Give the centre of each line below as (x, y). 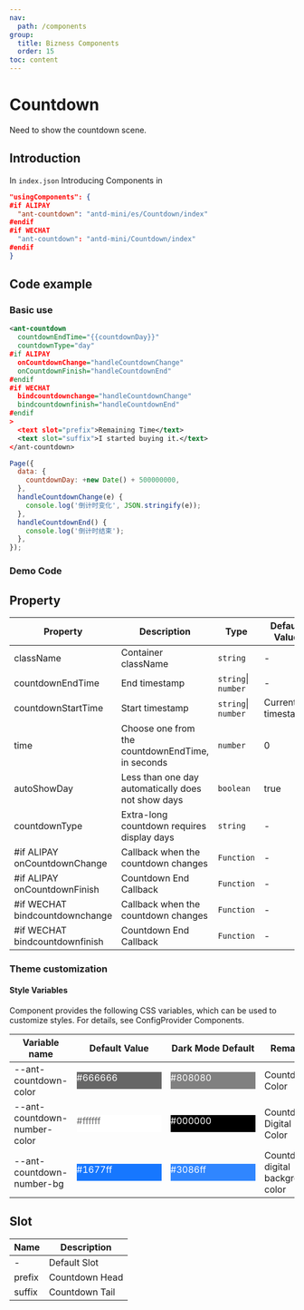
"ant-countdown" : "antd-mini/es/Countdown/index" (113, 214)
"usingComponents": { (50, 197)
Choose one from (158, 728)
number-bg (39, 1184)
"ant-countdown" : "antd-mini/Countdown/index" (107, 240)
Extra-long (144, 815)
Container (142, 652)
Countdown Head (86, 1277)
